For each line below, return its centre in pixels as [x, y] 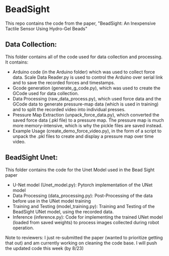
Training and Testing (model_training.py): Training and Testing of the [83, 206]
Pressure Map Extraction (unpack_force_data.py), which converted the [86, 115]
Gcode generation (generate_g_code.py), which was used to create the [86, 88]
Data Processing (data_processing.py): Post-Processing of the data [82, 195]
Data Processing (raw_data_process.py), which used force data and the [87, 98]
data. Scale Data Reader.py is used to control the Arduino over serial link [88, 77]
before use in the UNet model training [52, 201]
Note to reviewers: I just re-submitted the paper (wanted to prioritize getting [84, 237]
